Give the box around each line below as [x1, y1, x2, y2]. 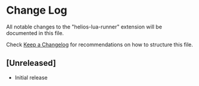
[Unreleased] [6, 58, 57, 68]
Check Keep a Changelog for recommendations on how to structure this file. [6, 41, 194, 48]
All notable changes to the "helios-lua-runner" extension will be [6, 23, 163, 30]
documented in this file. [6, 29, 64, 36]
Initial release [14, 74, 48, 81]
